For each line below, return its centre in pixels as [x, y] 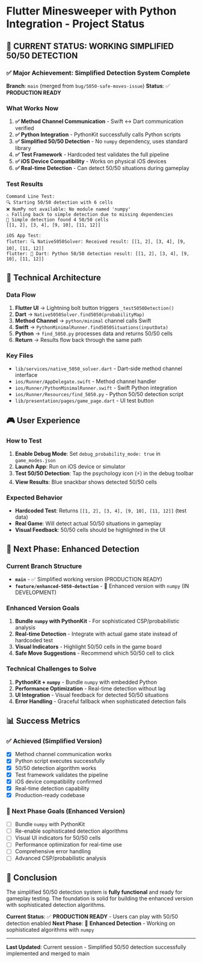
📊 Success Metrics [43, 721]
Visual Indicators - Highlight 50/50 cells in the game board [88, 647]
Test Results [25, 184]
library [23, 148]
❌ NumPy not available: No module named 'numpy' [69, 209]
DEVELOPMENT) [36, 593]
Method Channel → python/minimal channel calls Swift [83, 321]
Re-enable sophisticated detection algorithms [71, 831]
